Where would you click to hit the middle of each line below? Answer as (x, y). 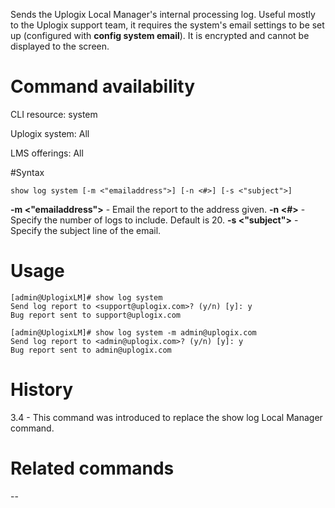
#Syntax (27, 172)
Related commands (92, 468)
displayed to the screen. (60, 46)
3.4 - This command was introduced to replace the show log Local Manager (166, 417)
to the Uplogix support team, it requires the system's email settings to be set (167, 25)
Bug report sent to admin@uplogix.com (91, 350)
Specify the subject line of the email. (86, 230)
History (42, 390)
